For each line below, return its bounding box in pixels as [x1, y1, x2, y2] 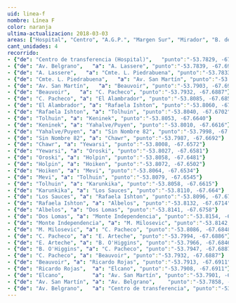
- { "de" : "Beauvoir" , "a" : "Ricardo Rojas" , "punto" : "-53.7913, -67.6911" [7, 259, 231, 266]
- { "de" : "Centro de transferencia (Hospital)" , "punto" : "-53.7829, [7, 56, 218, 63]
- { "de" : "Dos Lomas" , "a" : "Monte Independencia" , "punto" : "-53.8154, [7, 213, 221, 220]
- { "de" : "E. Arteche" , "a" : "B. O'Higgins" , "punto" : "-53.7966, [7, 239, 203, 246]
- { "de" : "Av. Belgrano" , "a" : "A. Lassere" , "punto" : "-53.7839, [7, 63, 209, 70]
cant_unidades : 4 [7, 43, 58, 50]
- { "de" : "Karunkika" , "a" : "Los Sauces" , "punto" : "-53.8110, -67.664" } [7, 187, 225, 194]
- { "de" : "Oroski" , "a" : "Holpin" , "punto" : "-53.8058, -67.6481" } [7, 154, 206, 162]
